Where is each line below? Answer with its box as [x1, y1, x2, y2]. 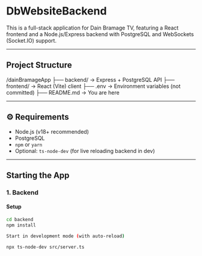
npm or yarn [14, 140, 43, 148]
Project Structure [6, 60, 72, 70]
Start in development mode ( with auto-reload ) [6, 233, 125, 239]
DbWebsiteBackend [6, 4, 107, 18]
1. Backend [6, 188, 39, 196]
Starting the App [6, 170, 70, 180]
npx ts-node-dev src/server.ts [6, 244, 85, 250]
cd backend [6, 217, 34, 223]
